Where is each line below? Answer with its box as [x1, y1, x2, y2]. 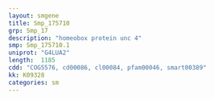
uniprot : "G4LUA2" [8, 49, 70, 57]
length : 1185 [8, 57, 56, 65]
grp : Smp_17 [8, 26, 48, 34]
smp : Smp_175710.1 [8, 42, 70, 49]
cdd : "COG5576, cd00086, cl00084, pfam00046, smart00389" [8, 64, 207, 72]
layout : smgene [8, 11, 60, 20]
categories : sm [8, 78, 60, 86]
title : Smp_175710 [8, 19, 70, 27]
